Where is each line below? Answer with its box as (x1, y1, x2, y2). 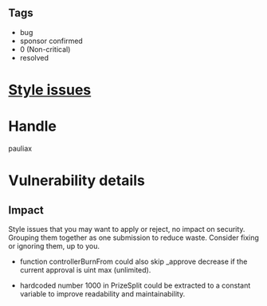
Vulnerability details (8, 171, 145, 190)
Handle (8, 117, 57, 135)
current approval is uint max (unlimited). (19, 265, 151, 274)
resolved (19, 53, 49, 62)
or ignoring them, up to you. (8, 241, 100, 250)
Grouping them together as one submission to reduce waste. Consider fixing (8, 233, 259, 242)
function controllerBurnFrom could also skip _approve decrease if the (19, 257, 248, 266)
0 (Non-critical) (19, 44, 71, 54)
